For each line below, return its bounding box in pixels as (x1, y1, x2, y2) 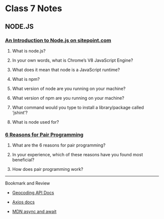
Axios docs (12, 199, 35, 205)
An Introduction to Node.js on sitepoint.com (5, 37, 111, 44)
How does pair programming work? (12, 166, 83, 172)
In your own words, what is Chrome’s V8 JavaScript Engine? (12, 57, 133, 63)
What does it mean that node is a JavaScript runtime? (12, 67, 120, 73)
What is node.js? (12, 48, 46, 54)
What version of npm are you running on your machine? (12, 95, 124, 101)
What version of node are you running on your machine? (12, 86, 126, 91)
